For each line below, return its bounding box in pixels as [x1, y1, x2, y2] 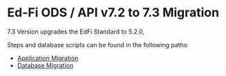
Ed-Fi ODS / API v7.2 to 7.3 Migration [7, 5, 220, 21]
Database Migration [17, 61, 74, 69]
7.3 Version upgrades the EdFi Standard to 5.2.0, [7, 27, 145, 36]
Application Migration [17, 53, 79, 62]
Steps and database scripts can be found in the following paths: [7, 40, 189, 49]
